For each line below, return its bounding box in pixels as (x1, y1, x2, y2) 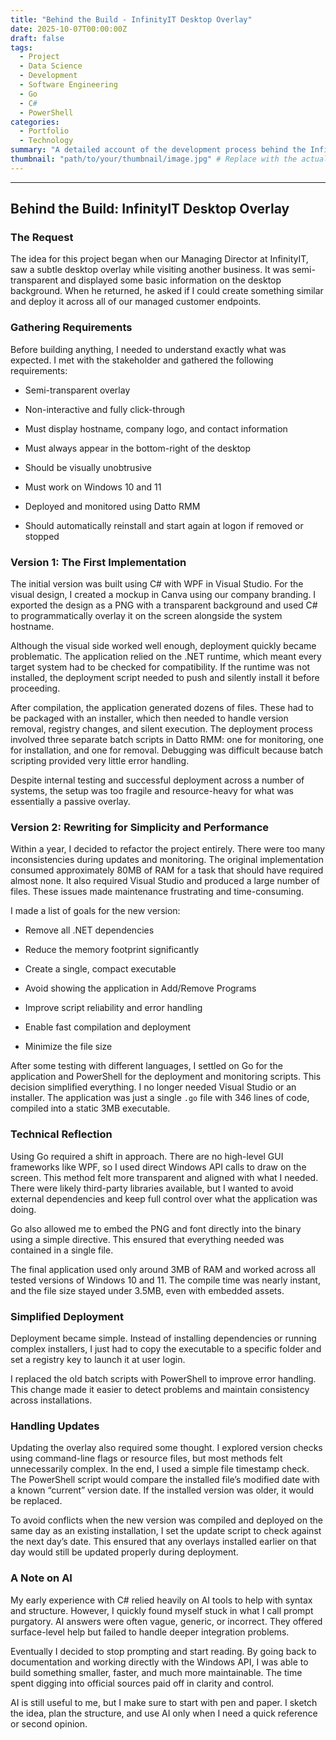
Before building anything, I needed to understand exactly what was (10, 343, 287, 355)
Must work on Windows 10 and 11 (24, 481, 162, 493)
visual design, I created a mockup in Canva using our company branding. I (10, 589, 317, 601)
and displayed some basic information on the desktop (59, 274, 282, 286)
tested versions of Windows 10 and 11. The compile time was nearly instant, (10, 1274, 321, 1286)
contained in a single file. (10, 1244, 114, 1256)
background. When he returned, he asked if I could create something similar (10, 285, 324, 297)
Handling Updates (10, 1419, 100, 1433)
